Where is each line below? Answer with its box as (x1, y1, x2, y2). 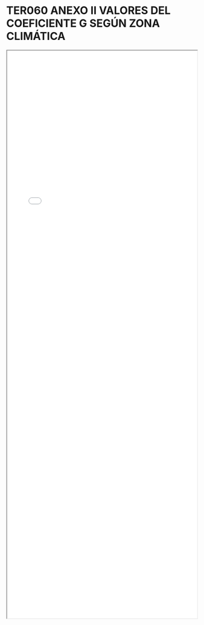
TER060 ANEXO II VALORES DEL (6, 4, 171, 18)
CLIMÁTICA (6, 30, 66, 43)
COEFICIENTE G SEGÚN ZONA (6, 16, 160, 30)
